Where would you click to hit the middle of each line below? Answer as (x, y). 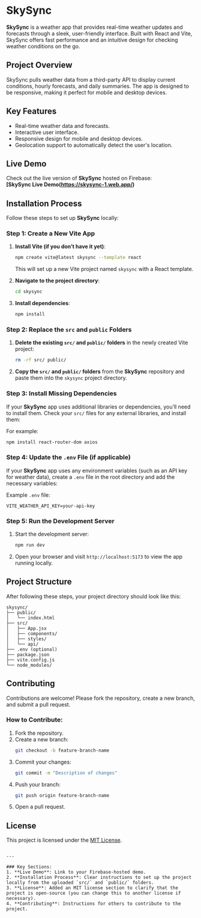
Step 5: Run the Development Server (61, 521)
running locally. (34, 563)
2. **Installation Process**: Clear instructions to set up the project (99, 878)
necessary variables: (32, 483)
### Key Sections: (29, 867)
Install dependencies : (42, 303)
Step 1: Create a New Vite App (51, 234)
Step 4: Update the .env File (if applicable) (68, 457)
